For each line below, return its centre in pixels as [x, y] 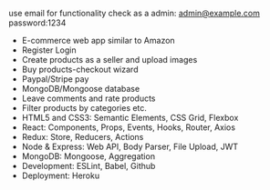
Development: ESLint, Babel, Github [88, 166]
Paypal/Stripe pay [55, 79]
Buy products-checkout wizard [80, 69]
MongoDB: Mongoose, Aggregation [88, 156]
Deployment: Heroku [61, 175]
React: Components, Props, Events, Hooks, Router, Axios [129, 127]
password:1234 [37, 23]
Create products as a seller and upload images [109, 60]
